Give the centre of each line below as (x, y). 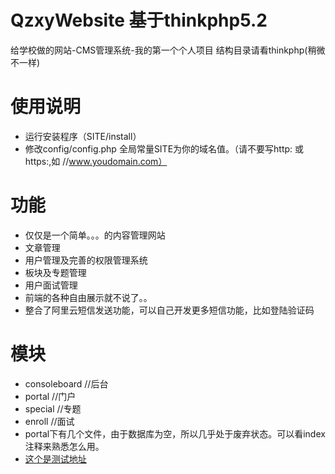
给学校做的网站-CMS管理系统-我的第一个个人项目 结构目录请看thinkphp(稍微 (168, 50)
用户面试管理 (51, 285)
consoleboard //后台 (66, 383)
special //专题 (53, 408)
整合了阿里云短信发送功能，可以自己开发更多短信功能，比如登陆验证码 (169, 310)
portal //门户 (50, 396)
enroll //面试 (49, 421)
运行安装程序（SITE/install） (83, 136)
